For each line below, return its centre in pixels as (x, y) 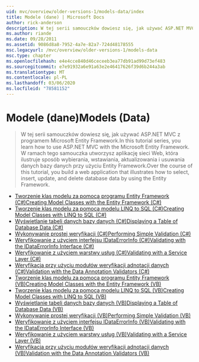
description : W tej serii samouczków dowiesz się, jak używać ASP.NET (95, 28)
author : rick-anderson (34, 22)
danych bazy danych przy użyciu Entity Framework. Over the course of (107, 166)
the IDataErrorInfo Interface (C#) (54, 246)
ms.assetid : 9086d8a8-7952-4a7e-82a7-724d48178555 (70, 45)
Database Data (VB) (39, 309)
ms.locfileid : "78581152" (38, 89)
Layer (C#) (28, 258)
